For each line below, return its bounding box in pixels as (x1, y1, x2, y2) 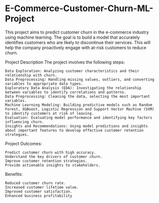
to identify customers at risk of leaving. (5, 111, 94, 116)
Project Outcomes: (5, 141, 43, 146)
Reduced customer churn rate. (5, 180, 66, 186)
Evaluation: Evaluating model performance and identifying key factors (5, 115, 152, 120)
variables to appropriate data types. (5, 81, 83, 86)
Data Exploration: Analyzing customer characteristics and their (5, 68, 139, 73)
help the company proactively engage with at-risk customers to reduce (5, 45, 146, 50)
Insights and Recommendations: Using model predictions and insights (5, 124, 148, 128)
